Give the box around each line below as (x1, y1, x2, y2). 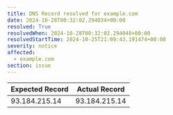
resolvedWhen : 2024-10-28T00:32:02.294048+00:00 (7, 29, 151, 37)
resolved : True (7, 23, 51, 30)
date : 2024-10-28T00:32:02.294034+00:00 (7, 17, 126, 24)
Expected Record (10, 84, 69, 94)
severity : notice (7, 43, 58, 49)
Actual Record (76, 84, 125, 94)
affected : (7, 49, 36, 56)
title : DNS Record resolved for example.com (7, 10, 138, 17)
